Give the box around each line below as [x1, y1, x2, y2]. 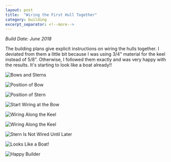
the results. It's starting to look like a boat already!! [5, 62, 112, 68]
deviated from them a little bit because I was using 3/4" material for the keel [5, 51, 165, 57]
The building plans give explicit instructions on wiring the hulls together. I [5, 45, 160, 52]
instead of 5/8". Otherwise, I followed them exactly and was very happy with [5, 57, 166, 63]
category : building [5, 17, 47, 22]
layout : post [5, 7, 33, 13]
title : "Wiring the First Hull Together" [5, 12, 97, 17]
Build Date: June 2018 [5, 36, 52, 42]
